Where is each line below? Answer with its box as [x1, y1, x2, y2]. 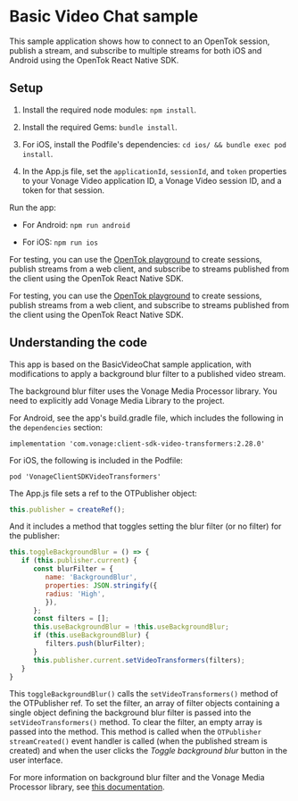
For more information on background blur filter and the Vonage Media [9, 772, 265, 783]
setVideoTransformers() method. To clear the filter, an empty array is [9, 717, 263, 728]
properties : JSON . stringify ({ [45, 580, 158, 590]
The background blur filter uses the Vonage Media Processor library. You [9, 386, 277, 396]
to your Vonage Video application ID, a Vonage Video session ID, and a [21, 175, 283, 186]
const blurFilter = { [32, 564, 114, 573]
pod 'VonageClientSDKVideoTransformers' [9, 471, 162, 481]
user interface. [9, 755, 63, 765]
